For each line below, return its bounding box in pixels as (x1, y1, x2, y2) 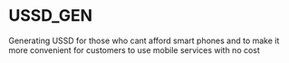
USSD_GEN (8, 5, 92, 26)
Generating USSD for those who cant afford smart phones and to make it (8, 35, 280, 46)
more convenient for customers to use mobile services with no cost (8, 44, 260, 55)
